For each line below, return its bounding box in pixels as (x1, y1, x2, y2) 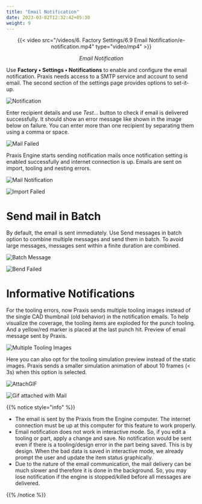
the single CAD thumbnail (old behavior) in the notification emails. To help (6, 313, 189, 320)
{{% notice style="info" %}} (6, 404, 75, 411)
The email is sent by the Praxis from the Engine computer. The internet (14, 415, 191, 423)
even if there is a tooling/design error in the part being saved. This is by (14, 441, 193, 448)
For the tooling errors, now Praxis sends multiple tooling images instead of (6, 306, 191, 314)
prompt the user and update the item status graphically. (14, 454, 153, 461)
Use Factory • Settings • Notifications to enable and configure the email (6, 66, 187, 74)
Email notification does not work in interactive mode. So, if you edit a (14, 428, 186, 436)
